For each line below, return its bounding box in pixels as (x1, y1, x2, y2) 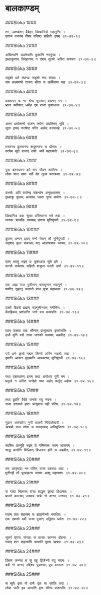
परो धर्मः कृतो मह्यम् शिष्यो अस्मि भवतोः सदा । (5, 351, 74, 356)
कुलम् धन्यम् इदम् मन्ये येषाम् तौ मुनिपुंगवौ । (5, 236, 70, 241)
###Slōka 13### (5, 295, 39, 301)
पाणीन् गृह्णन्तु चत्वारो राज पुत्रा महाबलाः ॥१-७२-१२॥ (5, 286, 83, 292)
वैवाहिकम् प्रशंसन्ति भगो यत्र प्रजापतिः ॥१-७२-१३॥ (5, 309, 79, 314)
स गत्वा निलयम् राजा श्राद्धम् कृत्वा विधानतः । (5, 489, 72, 494)
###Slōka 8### (5, 180, 37, 186)
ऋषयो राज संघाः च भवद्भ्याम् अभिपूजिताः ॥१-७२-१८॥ (5, 424, 87, 429)
